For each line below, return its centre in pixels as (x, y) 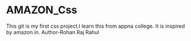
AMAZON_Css (42, 10)
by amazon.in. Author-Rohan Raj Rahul (53, 32)
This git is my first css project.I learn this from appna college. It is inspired (95, 26)
